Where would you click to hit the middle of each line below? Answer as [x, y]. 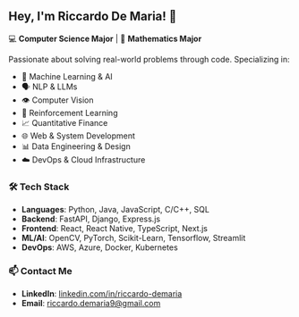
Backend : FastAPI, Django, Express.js [91, 219]
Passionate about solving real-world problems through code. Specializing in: [149, 59]
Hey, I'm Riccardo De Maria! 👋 [93, 17]
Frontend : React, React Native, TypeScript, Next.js [114, 229]
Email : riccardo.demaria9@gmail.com [91, 304]
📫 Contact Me [40, 271]
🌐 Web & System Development [78, 136]
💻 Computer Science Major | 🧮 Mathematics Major [105, 38]
